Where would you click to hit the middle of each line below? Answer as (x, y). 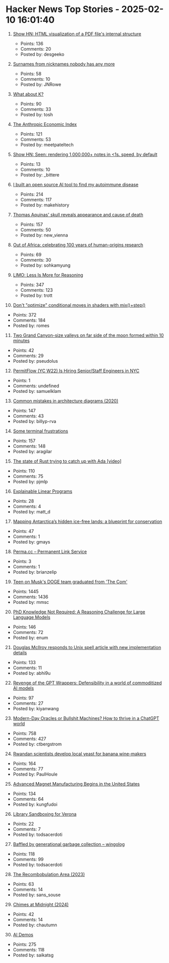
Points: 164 (24, 763)
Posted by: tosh (37, 115)
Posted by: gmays (32, 542)
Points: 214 (32, 194)
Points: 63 (23, 884)
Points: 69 (31, 254)
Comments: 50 (36, 230)
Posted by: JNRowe (41, 84)
